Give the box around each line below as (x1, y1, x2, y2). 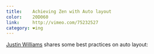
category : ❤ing (6, 25, 43, 31)
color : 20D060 (6, 14, 49, 20)
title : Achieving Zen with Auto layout (6, 8, 112, 15)
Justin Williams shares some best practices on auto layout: (6, 41, 149, 48)
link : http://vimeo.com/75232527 (6, 19, 99, 25)
